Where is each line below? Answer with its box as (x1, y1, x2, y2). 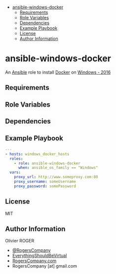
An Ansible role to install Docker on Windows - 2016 (5, 69, 111, 75)
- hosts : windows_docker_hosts (5, 152, 70, 157)
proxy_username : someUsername (14, 179, 77, 184)
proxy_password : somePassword (14, 184, 77, 189)
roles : (9, 156, 23, 161)
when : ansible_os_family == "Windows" (18, 165, 98, 170)
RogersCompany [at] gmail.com (12, 263, 77, 269)
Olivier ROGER (5, 238, 35, 244)
